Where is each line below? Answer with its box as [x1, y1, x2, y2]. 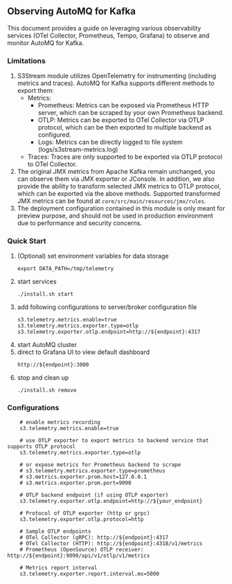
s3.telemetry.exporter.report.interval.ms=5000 [19, 570, 159, 577]
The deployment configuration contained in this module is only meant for [17, 204, 225, 213]
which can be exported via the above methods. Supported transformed [17, 190, 220, 198]
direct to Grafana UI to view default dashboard [17, 348, 150, 356]
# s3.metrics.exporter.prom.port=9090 [19, 479, 132, 486]
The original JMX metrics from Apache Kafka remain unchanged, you [17, 168, 215, 176]
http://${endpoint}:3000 [17, 362, 89, 369]
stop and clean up [17, 373, 69, 382]
